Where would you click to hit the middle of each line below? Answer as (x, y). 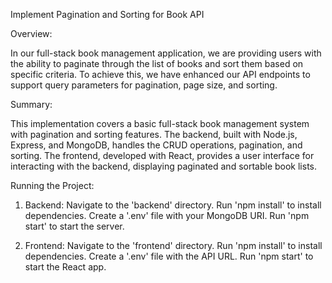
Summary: (31, 104)
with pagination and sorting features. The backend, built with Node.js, (154, 134)
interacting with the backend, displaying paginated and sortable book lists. (164, 166)
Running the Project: (52, 185)
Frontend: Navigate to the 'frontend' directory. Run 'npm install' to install (173, 245)
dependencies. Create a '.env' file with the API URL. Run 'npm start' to (169, 256)
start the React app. (65, 267)
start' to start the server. (74, 226)
